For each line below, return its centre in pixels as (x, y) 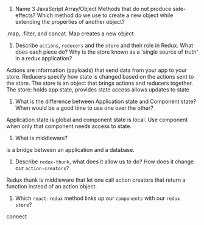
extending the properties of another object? (70, 22)
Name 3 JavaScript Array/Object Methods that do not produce (93, 9)
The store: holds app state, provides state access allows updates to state (98, 90)
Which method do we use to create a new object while (105, 15)
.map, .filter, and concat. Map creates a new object (70, 34)
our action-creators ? (42, 168)
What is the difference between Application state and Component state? (106, 101)
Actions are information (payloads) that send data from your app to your (97, 70)
